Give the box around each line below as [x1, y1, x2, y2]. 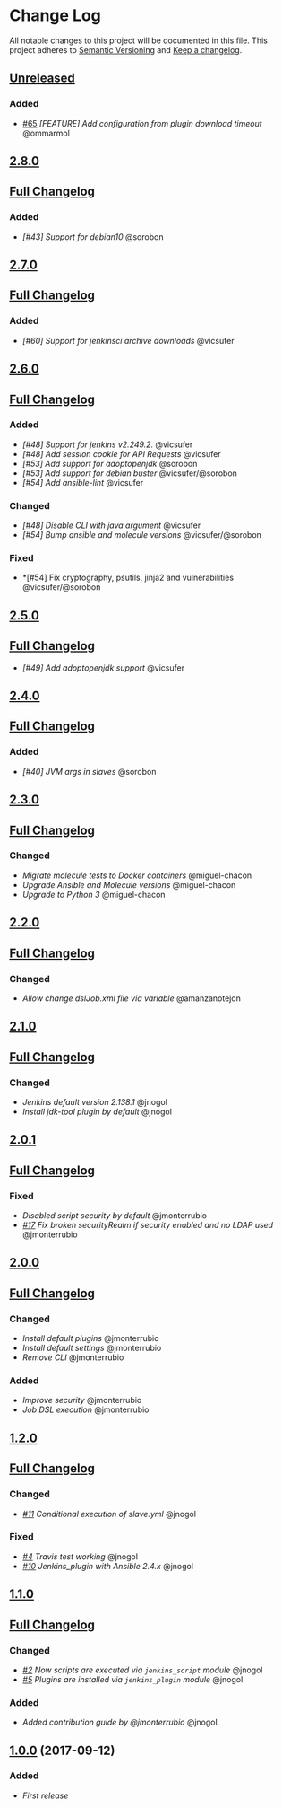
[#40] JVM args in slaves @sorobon [21, 766, 157, 777]
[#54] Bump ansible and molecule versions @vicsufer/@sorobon [21, 530, 262, 540]
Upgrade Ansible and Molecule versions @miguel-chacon [21, 879, 236, 890]
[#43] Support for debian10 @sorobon [21, 231, 164, 242]
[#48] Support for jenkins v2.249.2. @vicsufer [21, 439, 193, 450]
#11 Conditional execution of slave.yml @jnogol [21, 1508, 197, 1519]
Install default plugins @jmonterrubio [21, 1333, 159, 1344]
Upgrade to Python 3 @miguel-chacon [21, 889, 166, 900]
